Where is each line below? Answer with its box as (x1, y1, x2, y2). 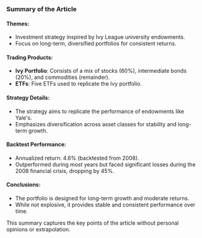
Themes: (6, 20, 30, 27)
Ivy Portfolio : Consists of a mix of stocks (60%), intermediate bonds (15, 67, 187, 75)
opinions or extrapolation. (6, 225, 71, 233)
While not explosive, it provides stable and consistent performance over (15, 201, 196, 208)
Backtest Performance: (6, 141, 67, 148)
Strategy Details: (6, 93, 50, 101)
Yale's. (15, 114, 32, 121)
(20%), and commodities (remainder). (15, 73, 110, 81)
